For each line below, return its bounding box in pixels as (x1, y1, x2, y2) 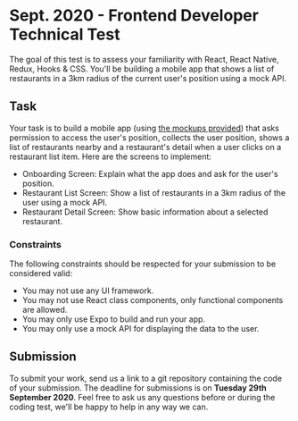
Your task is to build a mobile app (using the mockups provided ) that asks (9, 122, 279, 133)
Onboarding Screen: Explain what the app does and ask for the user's (21, 168, 278, 179)
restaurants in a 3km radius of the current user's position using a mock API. (9, 72, 287, 83)
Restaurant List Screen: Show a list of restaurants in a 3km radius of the (21, 187, 286, 198)
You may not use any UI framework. (21, 285, 154, 296)
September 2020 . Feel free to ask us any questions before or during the (9, 392, 276, 402)
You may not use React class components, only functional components (21, 295, 284, 306)
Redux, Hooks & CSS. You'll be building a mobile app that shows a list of (9, 63, 275, 74)
